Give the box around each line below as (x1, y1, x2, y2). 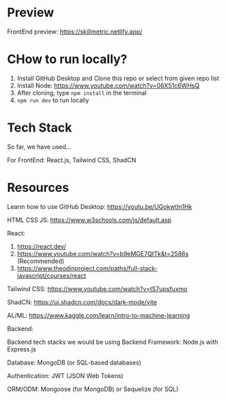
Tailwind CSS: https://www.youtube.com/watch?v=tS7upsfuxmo (7, 284, 188, 292)
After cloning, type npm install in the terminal (16, 88, 147, 97)
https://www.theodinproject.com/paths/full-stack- (16, 264, 158, 272)
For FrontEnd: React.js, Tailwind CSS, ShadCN (7, 155, 137, 164)
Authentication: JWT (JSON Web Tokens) (7, 371, 124, 379)
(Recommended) (16, 257, 65, 265)
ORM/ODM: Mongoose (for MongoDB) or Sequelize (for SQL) (7, 385, 179, 393)
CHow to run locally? (7, 51, 128, 67)
